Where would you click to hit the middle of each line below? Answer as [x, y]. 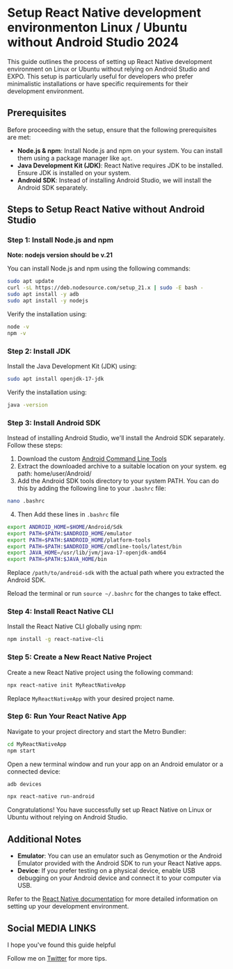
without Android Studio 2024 [93, 42]
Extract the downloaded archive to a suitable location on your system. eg [122, 466]
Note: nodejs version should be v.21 [60, 255]
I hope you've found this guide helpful [62, 945]
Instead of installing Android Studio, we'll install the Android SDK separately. [116, 438]
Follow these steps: [35, 446]
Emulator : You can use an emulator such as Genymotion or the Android [120, 856]
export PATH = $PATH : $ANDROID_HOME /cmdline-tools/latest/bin [95, 546]
